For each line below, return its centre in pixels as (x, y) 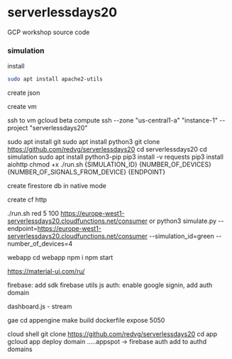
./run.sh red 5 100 (33, 214)
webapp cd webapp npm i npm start (60, 258)
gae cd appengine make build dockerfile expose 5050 (86, 321)
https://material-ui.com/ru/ (46, 271)
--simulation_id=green (182, 236)
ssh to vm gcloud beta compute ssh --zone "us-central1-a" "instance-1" (113, 120)
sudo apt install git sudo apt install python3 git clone (84, 142)
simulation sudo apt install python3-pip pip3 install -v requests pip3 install (115, 157)
